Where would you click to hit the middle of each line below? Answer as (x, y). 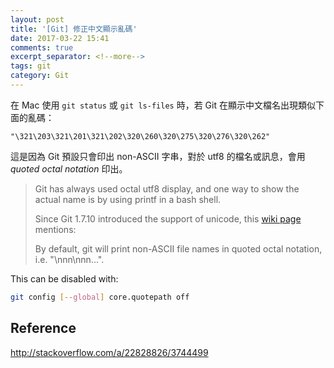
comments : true (42, 47)
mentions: (55, 229)
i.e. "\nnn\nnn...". (69, 259)
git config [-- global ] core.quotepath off (100, 297)
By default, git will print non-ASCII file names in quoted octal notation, (178, 248)
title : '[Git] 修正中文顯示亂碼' (74, 29)
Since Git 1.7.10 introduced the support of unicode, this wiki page (168, 218)
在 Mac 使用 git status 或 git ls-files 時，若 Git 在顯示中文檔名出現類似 (163, 105)
